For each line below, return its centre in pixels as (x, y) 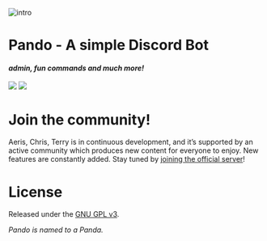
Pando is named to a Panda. (56, 230)
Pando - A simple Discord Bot (108, 45)
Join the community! (80, 119)
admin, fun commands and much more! (76, 68)
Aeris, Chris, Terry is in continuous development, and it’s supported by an (131, 142)
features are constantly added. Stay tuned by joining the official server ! (127, 159)
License (36, 192)
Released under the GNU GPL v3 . (64, 214)
